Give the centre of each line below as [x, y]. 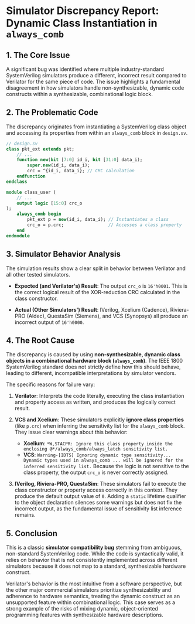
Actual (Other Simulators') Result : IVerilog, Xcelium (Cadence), [92, 309]
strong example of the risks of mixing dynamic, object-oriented [82, 609]
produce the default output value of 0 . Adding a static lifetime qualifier [100, 496]
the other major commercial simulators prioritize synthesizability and [89, 590]
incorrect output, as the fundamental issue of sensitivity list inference [98, 509]
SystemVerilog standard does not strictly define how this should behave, [93, 367]
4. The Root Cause [40, 340]
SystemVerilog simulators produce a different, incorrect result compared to [96, 75]
